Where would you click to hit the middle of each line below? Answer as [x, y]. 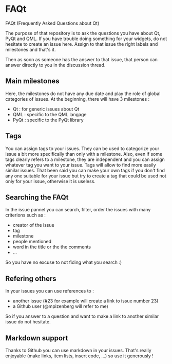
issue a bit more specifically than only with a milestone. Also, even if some [84, 154]
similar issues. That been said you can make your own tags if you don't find [85, 170]
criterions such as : [26, 215]
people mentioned [32, 242]
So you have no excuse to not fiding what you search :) [64, 262]
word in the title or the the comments [52, 247]
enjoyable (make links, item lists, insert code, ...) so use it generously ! [80, 356]
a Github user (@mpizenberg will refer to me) [61, 306]
